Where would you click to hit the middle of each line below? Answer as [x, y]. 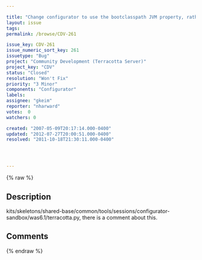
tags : [13, 28]
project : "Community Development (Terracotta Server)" [76, 61]
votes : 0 [19, 112]
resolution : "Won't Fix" [37, 78]
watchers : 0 [21, 117]
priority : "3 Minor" [32, 84]
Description [29, 197]
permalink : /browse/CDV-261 [41, 34]
